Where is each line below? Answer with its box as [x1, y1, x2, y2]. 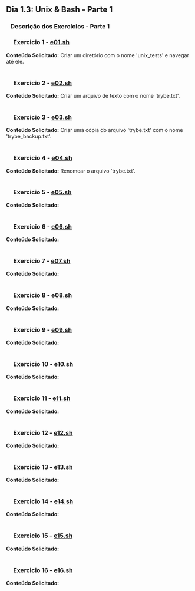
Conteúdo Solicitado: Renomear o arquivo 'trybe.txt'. [6, 167, 135, 174]
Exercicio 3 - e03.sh [13, 113, 72, 121]
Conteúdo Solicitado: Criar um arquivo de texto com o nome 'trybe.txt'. [6, 92, 180, 99]
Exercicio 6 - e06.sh [13, 222, 72, 230]
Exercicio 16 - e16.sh [13, 566, 73, 574]
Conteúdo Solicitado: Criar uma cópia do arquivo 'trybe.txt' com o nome [6, 127, 183, 134]
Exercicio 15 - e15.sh [13, 531, 72, 540]
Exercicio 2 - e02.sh [13, 79, 72, 87]
